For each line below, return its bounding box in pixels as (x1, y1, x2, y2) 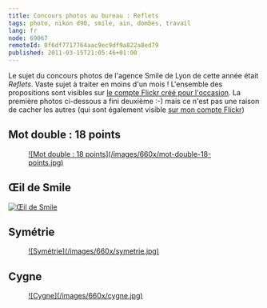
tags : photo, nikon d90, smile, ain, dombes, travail (8, 19, 192, 27)
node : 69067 (8, 34, 48, 42)
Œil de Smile (8, 181, 72, 194)
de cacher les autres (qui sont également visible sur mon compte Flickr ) (8, 105, 245, 114)
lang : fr (8, 26, 38, 34)
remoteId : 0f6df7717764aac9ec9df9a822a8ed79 (8, 42, 159, 50)
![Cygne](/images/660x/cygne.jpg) (28, 291, 143, 301)
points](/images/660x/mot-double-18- (85, 149, 212, 158)
